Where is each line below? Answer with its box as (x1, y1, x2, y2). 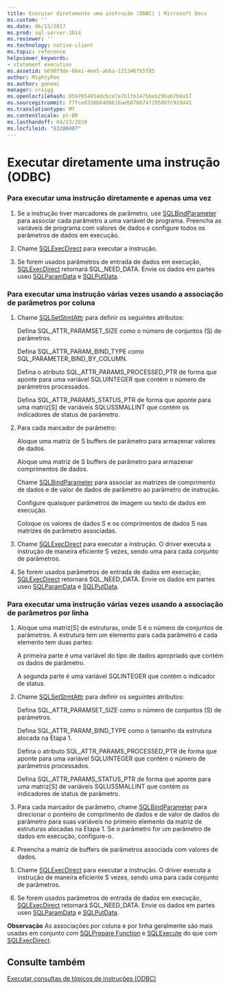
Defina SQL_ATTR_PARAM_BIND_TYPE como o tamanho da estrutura (16, 727, 212, 735)
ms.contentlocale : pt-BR (7, 112, 78, 119)
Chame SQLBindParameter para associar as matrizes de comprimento (16, 478, 216, 487)
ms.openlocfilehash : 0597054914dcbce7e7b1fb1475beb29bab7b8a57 (7, 93, 192, 100)
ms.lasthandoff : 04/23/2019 (7, 118, 88, 126)
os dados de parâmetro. (16, 659, 86, 667)
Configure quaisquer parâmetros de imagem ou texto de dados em (16, 499, 206, 507)
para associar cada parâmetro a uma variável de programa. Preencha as (16, 216, 222, 224)
